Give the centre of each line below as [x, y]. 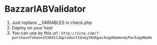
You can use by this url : [36, 33]
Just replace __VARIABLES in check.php [52, 22]
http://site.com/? [80, 33]
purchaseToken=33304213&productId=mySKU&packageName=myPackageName [82, 38]
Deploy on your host [32, 27]
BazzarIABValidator [45, 9]
